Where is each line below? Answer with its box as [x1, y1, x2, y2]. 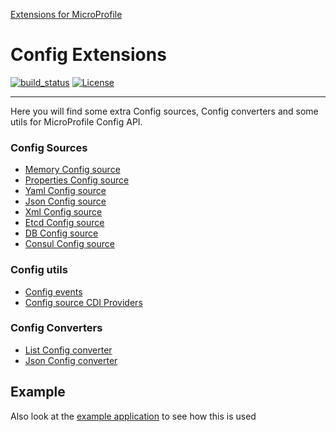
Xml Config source [24, 206, 103, 218]
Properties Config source [24, 174, 130, 186]
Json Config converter [24, 354, 118, 366]
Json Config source [24, 195, 107, 208]
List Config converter [24, 344, 113, 356]
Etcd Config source [24, 217, 105, 229]
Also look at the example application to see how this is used [10, 410, 257, 422]
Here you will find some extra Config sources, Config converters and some [10, 105, 319, 117]
